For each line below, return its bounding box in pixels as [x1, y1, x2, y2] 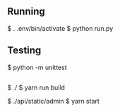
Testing [7, 45, 42, 57]
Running [7, 6, 46, 17]
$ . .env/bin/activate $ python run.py [7, 24, 114, 32]
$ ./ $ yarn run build [7, 83, 66, 92]
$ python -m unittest [7, 63, 67, 71]
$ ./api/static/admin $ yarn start [7, 97, 100, 106]
